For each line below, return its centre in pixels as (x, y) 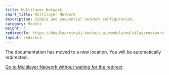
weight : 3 (16, 28)
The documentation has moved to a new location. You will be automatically (83, 52)
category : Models (24, 24)
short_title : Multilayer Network (40, 14)
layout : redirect (24, 38)
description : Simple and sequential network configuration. (70, 19)
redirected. (17, 57)
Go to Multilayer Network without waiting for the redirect (64, 67)
